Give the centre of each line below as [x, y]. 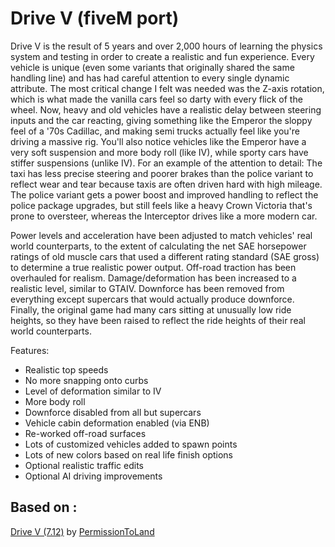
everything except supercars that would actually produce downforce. [152, 299]
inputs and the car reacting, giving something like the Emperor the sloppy [161, 120]
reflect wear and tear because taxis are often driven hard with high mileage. [166, 184]
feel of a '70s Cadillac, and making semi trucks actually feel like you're [155, 131]
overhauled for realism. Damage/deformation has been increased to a [153, 278]
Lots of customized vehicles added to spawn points [131, 444]
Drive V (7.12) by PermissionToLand [82, 531]
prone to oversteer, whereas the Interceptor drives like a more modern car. [164, 216]
